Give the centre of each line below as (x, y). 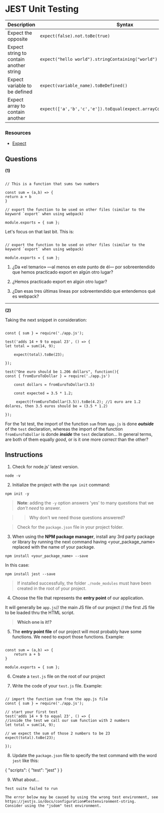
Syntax (125, 25)
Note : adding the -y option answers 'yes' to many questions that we (85, 503)
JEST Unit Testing (42, 9)
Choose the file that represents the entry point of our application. (78, 598)
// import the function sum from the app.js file (57, 699)
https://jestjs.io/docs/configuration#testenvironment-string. (71, 801)
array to (16, 105)
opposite (18, 39)
